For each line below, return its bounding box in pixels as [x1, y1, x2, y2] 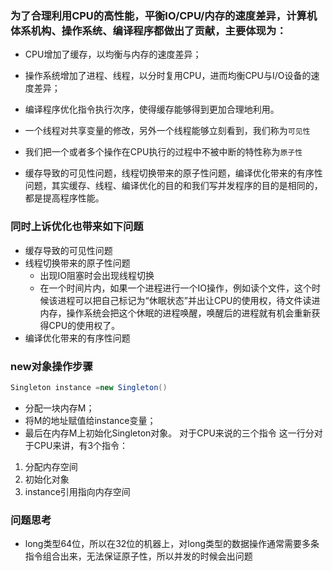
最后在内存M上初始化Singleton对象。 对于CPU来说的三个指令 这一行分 [24, 427, 315, 439]
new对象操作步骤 [10, 359, 93, 373]
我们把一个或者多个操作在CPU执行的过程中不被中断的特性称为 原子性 [24, 146, 303, 158]
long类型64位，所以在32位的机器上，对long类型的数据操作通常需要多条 [24, 538, 320, 550]
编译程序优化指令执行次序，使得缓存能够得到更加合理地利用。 [24, 103, 280, 116]
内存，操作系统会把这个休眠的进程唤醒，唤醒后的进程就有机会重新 [39, 307, 312, 319]
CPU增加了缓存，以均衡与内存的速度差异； [24, 48, 202, 61]
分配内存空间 [24, 460, 78, 472]
